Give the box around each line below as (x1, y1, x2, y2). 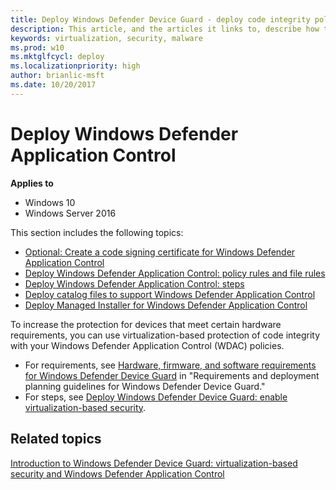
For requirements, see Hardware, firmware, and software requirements (24, 359, 317, 371)
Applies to (10, 177, 54, 189)
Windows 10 (24, 196, 76, 208)
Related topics (10, 431, 102, 448)
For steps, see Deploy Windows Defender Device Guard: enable (24, 391, 288, 403)
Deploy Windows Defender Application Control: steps (24, 277, 245, 290)
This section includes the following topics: (10, 226, 184, 238)
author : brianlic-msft (10, 71, 105, 81)
